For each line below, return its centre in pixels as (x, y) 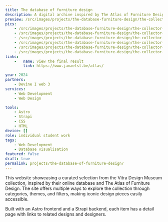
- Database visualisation (41, 149)
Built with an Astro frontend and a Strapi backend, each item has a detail (79, 208)
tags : (11, 140)
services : (15, 89)
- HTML (21, 126)
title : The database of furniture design (49, 10)
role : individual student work (38, 135)
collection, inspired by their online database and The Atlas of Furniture (77, 183)
